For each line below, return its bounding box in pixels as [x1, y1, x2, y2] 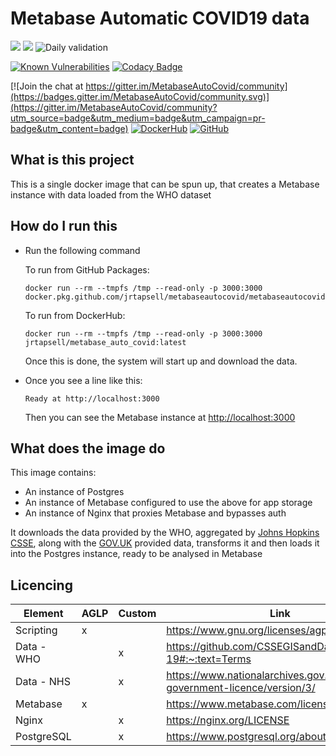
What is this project [10, 152, 135, 169]
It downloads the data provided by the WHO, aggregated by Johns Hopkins [10, 527, 320, 539]
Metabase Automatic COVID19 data [10, 7, 310, 30]
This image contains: [10, 467, 97, 479]
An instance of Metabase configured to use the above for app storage [24, 497, 313, 509]
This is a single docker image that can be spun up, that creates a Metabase [10, 178, 320, 190]
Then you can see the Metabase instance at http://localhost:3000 [24, 411, 296, 423]
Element [23, 607, 64, 621]
